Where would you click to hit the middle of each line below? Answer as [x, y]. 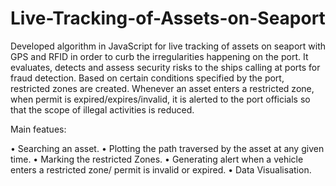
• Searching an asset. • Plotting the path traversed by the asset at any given [167, 148]
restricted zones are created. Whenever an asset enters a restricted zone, [162, 88]
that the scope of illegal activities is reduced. [102, 109]
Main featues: [38, 129]
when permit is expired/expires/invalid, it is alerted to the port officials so [160, 99]
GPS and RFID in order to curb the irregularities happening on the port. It [159, 56]
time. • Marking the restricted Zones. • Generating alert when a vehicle [157, 159]
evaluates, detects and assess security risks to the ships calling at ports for [165, 67]
